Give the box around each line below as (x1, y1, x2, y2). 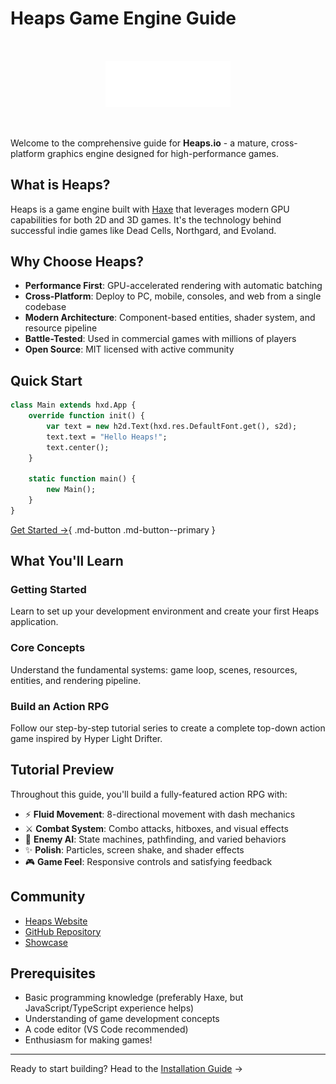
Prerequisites (10, 965, 96, 982)
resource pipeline (24, 322, 98, 334)
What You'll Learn (10, 553, 124, 570)
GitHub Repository (24, 925, 102, 937)
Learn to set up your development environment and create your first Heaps (10, 605, 320, 617)
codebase (24, 301, 67, 313)
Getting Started (10, 583, 87, 597)
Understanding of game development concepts (24, 1013, 220, 1025)
